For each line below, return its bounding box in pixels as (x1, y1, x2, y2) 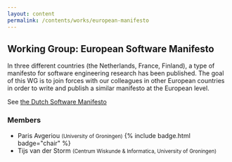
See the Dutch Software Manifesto (7, 98, 107, 106)
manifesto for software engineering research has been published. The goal (7, 69, 224, 77)
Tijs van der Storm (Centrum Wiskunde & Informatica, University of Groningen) (17, 146, 217, 155)
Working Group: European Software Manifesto (7, 43, 214, 55)
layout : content (7, 10, 55, 18)
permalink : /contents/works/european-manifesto (7, 17, 150, 24)
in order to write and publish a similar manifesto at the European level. (7, 84, 210, 92)
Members (7, 116, 41, 125)
